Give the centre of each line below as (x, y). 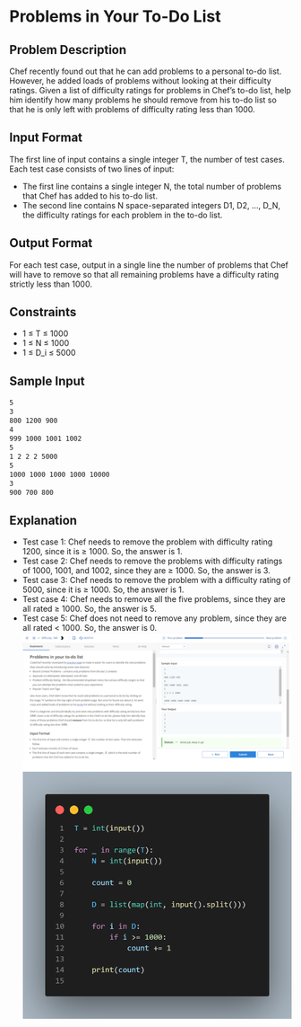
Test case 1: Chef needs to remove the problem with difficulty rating (147, 542)
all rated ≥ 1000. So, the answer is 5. (89, 609)
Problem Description (68, 50)
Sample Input (47, 381)
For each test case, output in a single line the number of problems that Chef (149, 265)
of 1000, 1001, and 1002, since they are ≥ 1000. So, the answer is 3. (146, 571)
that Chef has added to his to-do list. (90, 196)
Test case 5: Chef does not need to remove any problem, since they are (155, 618)
